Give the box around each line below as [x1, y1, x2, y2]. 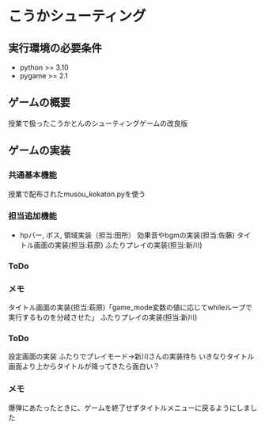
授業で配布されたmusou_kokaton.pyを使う [8, 189, 146, 199]
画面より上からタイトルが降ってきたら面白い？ [8, 362, 161, 371]
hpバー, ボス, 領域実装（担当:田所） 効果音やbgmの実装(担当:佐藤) [19, 230, 236, 240]
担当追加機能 [8, 211, 58, 222]
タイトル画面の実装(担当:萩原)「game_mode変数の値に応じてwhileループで [8, 302, 253, 313]
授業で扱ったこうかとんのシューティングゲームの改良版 [8, 118, 188, 127]
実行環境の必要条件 [8, 41, 102, 55]
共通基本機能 [8, 169, 58, 180]
